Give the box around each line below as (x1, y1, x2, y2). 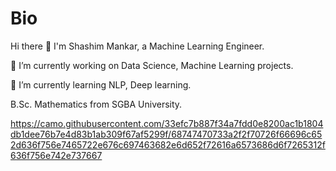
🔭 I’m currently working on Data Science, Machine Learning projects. (10, 59, 294, 71)
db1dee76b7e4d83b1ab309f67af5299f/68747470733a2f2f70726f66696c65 (10, 128, 323, 140)
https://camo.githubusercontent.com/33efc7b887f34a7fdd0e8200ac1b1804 (10, 117, 324, 129)
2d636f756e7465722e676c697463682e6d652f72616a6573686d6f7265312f (10, 138, 326, 151)
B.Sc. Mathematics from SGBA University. (10, 98, 183, 110)
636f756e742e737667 (10, 149, 103, 161)
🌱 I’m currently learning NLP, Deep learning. (10, 78, 192, 91)
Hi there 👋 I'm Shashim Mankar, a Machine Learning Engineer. (10, 40, 265, 52)
